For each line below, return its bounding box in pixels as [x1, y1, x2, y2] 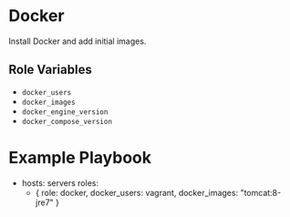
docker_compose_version [21, 117, 113, 126]
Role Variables [8, 62, 92, 77]
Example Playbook [8, 147, 152, 168]
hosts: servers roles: [21, 177, 99, 188]
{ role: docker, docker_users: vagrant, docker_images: [35, 187, 239, 198]
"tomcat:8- [240, 187, 282, 198]
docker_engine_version [21, 107, 109, 117]
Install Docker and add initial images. [8, 36, 147, 46]
